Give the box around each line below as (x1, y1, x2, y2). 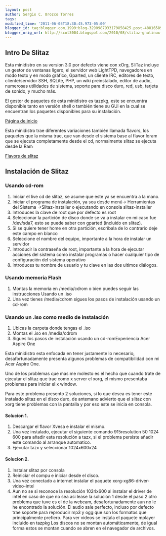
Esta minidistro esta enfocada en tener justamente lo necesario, (5, 351, 135, 357)
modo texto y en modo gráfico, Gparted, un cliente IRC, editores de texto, (5, 72, 155, 78)
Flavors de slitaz (5, 153, 39, 159)
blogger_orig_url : (5, 30, 43, 35)
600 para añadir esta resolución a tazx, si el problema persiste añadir (12, 434, 154, 440)
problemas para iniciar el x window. (5, 381, 78, 387)
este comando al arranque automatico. (12, 439, 91, 445)
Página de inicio (5, 118, 38, 124)
